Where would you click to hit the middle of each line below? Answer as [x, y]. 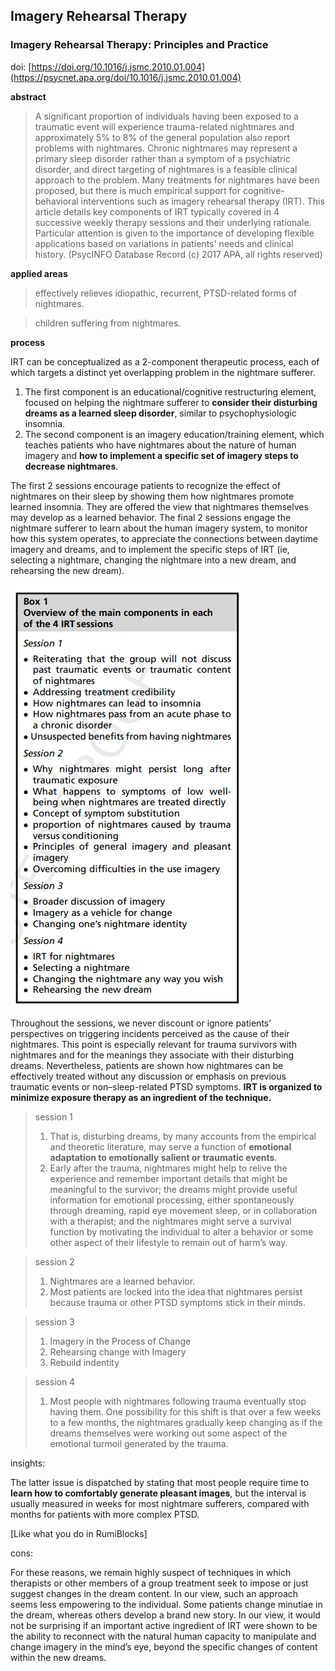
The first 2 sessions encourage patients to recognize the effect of [146, 485]
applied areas [39, 273]
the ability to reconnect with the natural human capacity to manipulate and [163, 1636]
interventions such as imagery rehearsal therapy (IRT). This [202, 201]
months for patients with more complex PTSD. [105, 1514]
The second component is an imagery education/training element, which [174, 434]
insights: [28, 1463]
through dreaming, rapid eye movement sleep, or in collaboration [183, 1210]
